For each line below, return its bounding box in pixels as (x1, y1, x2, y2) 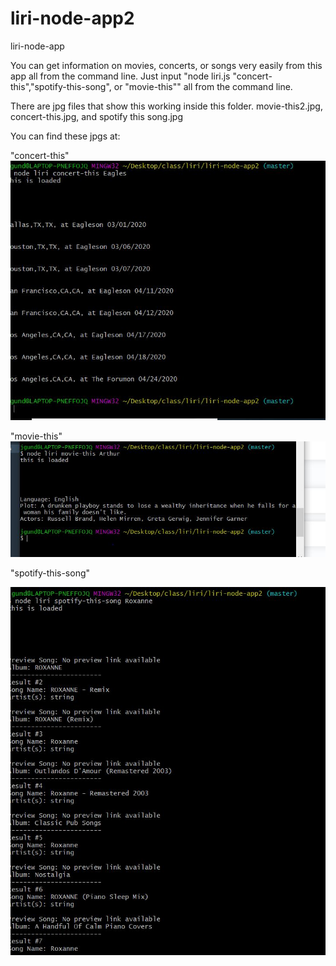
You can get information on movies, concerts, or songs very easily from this (10, 59, 323, 71)
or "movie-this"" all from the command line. (113, 80, 293, 92)
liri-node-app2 (10, 7, 135, 30)
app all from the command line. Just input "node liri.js (10, 70, 231, 82)
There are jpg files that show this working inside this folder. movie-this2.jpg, (10, 100, 323, 112)
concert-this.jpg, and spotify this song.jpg (10, 110, 184, 122)
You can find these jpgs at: (10, 130, 121, 142)
